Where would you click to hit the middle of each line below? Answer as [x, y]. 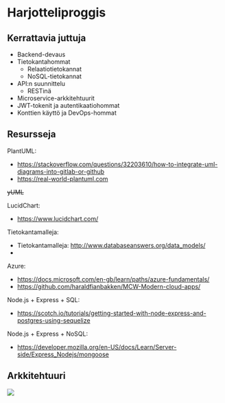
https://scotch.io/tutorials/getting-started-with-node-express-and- [112, 313]
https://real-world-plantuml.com [62, 179]
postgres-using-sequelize [54, 320]
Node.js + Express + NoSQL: [47, 334]
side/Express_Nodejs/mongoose [63, 354]
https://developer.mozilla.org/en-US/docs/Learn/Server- [97, 347]
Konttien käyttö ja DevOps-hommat [67, 113]
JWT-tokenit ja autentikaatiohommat [68, 105]
